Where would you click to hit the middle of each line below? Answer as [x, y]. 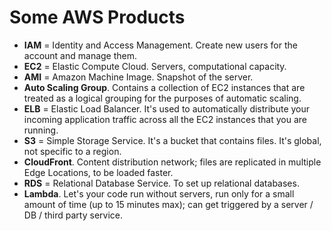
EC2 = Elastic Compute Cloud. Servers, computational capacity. [155, 66]
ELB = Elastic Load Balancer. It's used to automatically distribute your [167, 108]
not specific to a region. [72, 151]
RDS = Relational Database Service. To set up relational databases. [161, 183]
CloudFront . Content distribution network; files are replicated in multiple [172, 162]
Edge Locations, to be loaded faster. [98, 172]
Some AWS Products [97, 17]
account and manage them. [80, 55]
